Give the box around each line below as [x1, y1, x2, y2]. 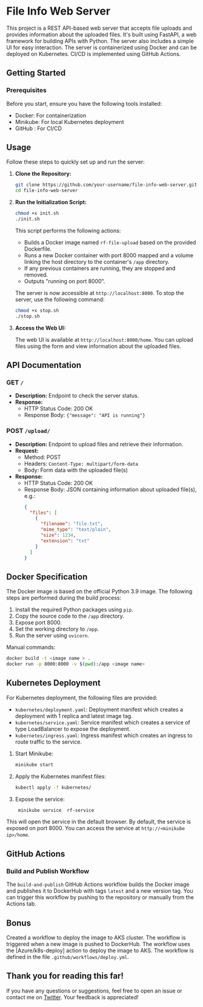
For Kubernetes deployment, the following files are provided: [6, 694, 158, 701]
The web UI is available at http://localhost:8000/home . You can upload [15, 336, 193, 343]
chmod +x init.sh [15, 210, 59, 216]
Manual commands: [6, 643, 56, 651]
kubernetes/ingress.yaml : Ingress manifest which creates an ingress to [15, 732, 193, 739]
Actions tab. [6, 900, 36, 907]
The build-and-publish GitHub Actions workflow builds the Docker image [6, 881, 190, 888]
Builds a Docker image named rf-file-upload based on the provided [24, 238, 196, 246]
